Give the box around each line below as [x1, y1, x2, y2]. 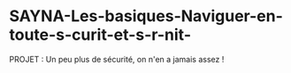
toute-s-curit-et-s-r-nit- [9, 25, 192, 45]
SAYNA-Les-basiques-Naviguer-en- [9, 6, 283, 26]
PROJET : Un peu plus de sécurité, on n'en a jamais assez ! [9, 54, 225, 64]
